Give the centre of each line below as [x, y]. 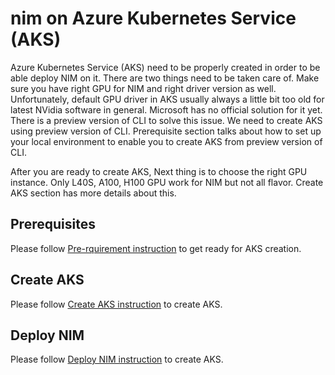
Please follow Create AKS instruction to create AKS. [116, 304]
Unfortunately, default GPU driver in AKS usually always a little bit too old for [167, 99]
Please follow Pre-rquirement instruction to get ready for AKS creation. [156, 248]
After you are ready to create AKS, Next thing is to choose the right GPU [159, 171]
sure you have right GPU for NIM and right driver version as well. [143, 88]
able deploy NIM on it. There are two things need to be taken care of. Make [165, 78]
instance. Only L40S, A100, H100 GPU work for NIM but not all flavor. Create [167, 182]
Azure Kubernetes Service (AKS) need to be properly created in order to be [165, 67]
